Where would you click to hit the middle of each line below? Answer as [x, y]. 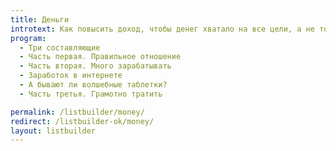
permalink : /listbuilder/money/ [77, 112]
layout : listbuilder [53, 131]
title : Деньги [40, 19]
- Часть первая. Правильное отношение [100, 57]
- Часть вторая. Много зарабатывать [95, 66]
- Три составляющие [60, 47]
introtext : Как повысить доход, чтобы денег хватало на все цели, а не [162, 29]
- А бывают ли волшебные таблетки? [93, 85]
